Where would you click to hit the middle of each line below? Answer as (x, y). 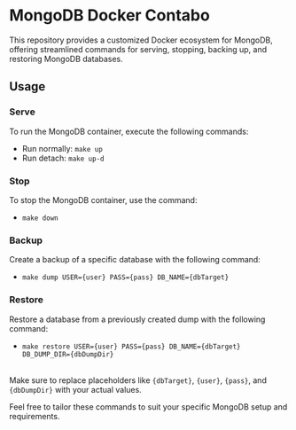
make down (40, 218)
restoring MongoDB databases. (66, 59)
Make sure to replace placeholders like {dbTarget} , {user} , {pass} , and (138, 380)
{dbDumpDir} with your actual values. (75, 389)
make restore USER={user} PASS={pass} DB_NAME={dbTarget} (131, 347)
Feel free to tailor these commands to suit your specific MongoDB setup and (148, 407)
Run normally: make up (62, 148)
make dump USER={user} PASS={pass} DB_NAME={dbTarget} (125, 278)
